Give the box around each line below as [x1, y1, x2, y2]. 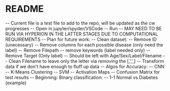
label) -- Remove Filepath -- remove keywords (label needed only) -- [5, 47, 151, 53]
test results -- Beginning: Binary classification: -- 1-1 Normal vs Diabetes [5, 74, 158, 80]
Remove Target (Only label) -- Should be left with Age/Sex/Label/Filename [5, 52, 162, 59]
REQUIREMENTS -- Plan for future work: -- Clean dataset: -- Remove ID [5, 36, 157, 42]
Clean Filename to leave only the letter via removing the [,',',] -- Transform [8, 58, 164, 64]
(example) [5, 80, 27, 86]
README [5, 3, 44, 15]
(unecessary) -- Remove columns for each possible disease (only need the [5, 41, 163, 48]
